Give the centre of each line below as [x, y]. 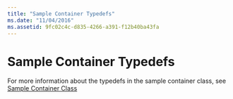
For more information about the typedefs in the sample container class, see [117, 81]
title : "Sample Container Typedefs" [61, 14]
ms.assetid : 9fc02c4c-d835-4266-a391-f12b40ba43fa [83, 27]
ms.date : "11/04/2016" [41, 20]
